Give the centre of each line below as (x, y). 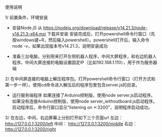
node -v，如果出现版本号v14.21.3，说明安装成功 (60, 46)
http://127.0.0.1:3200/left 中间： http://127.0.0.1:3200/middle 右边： (71, 124)
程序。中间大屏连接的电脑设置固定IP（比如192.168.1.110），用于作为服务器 (85, 62)
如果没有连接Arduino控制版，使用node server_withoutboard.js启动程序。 (85, 101)
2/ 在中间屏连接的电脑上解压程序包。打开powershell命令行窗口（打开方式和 (80, 79)
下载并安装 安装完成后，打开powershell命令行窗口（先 (101, 34)
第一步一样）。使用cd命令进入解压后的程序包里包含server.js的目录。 (72, 85)
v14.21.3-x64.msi (29, 34)
